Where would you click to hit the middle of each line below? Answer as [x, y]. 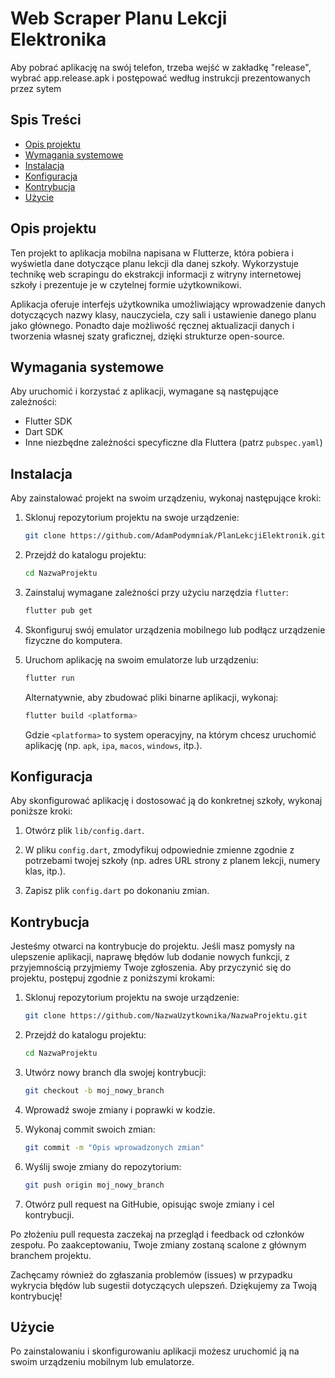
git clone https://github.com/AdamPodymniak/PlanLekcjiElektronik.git [175, 536]
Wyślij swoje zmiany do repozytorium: [103, 1166]
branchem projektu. [51, 1255]
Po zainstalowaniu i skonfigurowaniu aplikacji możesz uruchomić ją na [155, 1351]
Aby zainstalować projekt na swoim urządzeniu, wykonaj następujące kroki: [166, 498]
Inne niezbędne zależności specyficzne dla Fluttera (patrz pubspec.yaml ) [173, 443]
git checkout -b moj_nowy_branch [94, 1090]
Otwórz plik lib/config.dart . [84, 831]
